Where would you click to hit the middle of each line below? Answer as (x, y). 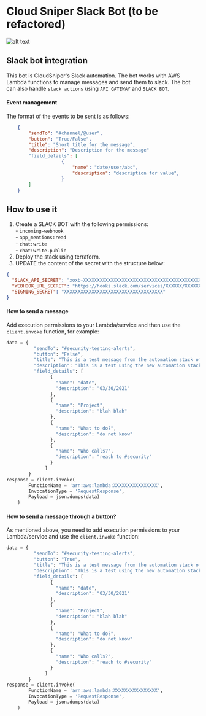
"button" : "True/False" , (60, 139)
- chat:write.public (40, 251)
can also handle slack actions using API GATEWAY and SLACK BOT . (88, 88)
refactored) (36, 24)
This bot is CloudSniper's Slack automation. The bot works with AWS (93, 76)
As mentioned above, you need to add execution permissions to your (93, 530)
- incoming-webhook (39, 231)
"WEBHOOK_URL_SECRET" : (41, 286)
